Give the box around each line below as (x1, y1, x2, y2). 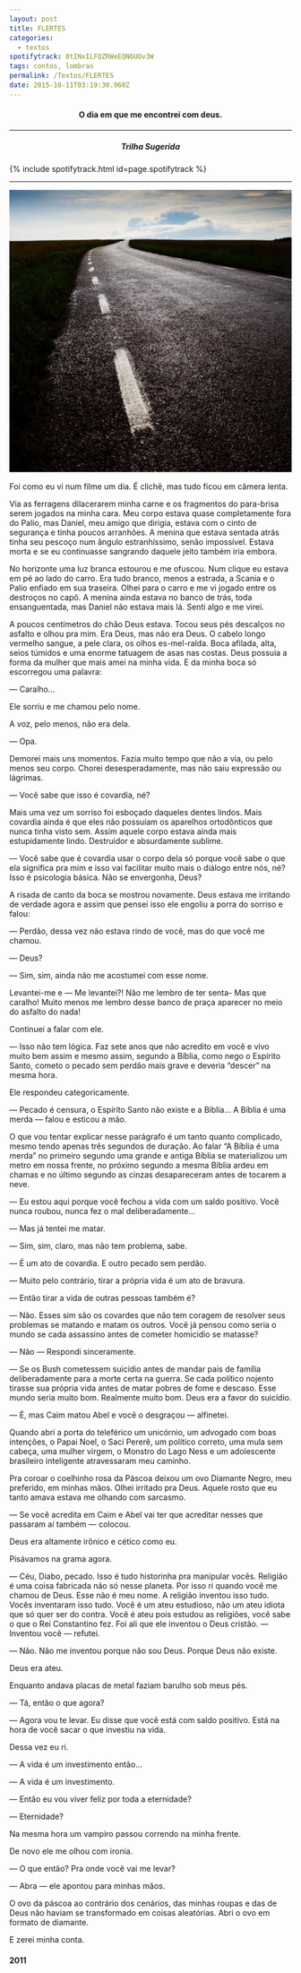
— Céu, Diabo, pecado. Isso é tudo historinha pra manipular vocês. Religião (9, 1571, 288, 1581)
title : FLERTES (9, 23, 66, 33)
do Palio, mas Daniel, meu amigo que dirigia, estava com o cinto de (9, 517, 257, 528)
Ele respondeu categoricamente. (9, 1087, 130, 1098)
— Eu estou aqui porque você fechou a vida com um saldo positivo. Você (9, 1196, 279, 1207)
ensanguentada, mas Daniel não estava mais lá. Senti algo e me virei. (9, 601, 264, 612)
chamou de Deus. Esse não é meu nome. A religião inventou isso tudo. (9, 1590, 270, 1600)
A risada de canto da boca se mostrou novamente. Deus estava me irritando (9, 889, 291, 900)
